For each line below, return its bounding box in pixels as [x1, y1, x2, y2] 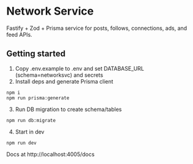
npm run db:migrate [6, 117, 56, 123]
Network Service [6, 4, 94, 18]
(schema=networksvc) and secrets [15, 71, 104, 79]
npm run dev [6, 140, 37, 146]
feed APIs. [6, 30, 32, 38]
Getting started [6, 49, 66, 59]
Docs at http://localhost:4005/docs [6, 151, 95, 158]
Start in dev [15, 128, 45, 135]
